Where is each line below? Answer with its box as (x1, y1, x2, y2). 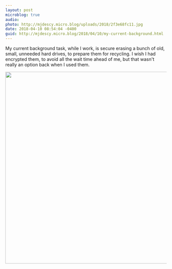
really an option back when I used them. (5, 62, 90, 68)
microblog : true (5, 12, 40, 17)
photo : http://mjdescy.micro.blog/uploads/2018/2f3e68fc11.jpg (5, 21, 143, 27)
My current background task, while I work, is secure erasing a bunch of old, (5, 46, 165, 51)
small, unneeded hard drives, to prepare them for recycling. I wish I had (5, 51, 156, 57)
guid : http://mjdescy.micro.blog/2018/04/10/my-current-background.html (5, 31, 164, 36)
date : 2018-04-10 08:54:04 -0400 (5, 27, 77, 32)
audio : (5, 17, 19, 22)
